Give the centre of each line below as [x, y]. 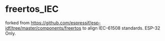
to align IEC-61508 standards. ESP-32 [121, 28]
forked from [18, 23]
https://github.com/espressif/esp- [66, 23]
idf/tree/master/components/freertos [43, 28]
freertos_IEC [32, 9]
